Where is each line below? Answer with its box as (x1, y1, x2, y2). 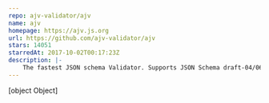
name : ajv (8, 19, 42, 27)
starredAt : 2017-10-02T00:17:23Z (8, 49, 120, 57)
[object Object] (8, 85, 58, 95)
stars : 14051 (8, 42, 52, 50)
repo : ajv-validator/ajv (8, 11, 91, 20)
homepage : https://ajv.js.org (8, 26, 110, 34)
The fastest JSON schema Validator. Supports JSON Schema (22, 64, 220, 72)
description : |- (8, 57, 62, 65)
